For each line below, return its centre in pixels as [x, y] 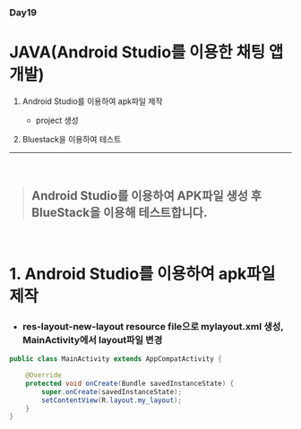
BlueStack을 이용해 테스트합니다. [119, 213]
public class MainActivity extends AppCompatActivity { [116, 359]
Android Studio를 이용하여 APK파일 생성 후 [146, 196]
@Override [44, 375]
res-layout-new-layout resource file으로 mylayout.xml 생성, [153, 326]
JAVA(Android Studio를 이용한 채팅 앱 [146, 52]
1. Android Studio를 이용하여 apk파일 [142, 274]
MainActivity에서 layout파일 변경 [92, 339]
